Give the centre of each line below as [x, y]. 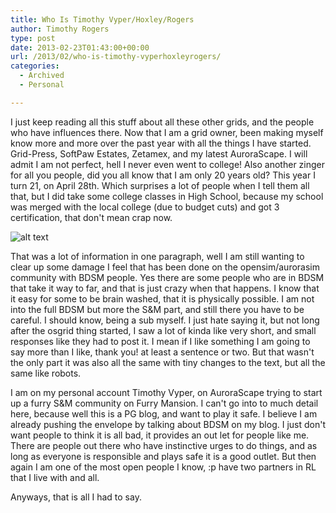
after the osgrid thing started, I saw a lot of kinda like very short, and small [163, 330]
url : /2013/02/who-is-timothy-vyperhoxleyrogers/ [116, 57]
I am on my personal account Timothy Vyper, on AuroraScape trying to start [166, 392]
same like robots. [46, 373]
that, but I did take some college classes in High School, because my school [167, 196]
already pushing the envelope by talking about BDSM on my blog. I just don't [168, 424]
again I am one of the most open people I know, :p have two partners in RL [163, 467]
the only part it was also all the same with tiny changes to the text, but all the [168, 362]
